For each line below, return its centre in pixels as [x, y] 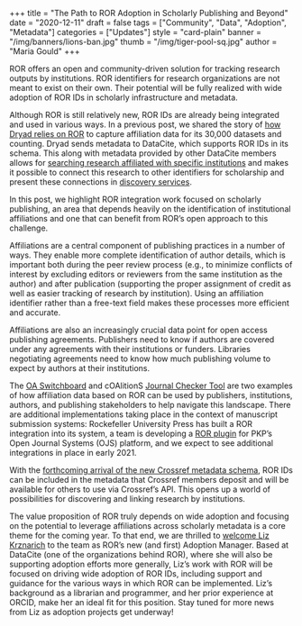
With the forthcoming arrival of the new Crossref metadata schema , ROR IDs [151, 470]
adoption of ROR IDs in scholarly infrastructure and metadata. [124, 97]
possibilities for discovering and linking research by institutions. [128, 499]
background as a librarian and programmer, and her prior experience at [142, 593]
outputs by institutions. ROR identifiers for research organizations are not [145, 78]
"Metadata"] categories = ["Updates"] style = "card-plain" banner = [135, 32]
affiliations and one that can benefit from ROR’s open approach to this [139, 218]
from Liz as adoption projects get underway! [92, 612]
